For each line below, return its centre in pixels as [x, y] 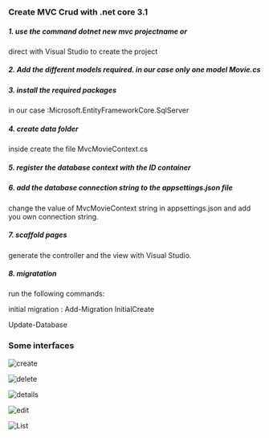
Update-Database [38, 325]
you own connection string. [53, 216]
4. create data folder [43, 129]
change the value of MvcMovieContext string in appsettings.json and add [130, 208]
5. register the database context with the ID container [100, 167]
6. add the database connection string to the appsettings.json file [120, 188]
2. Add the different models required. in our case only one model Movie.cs [134, 70]
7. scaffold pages [38, 235]
